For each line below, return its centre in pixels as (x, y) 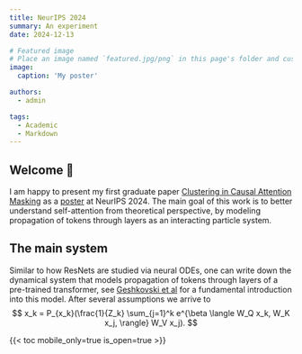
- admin (32, 100)
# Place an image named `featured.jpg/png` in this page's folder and (144, 59)
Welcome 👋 (42, 170)
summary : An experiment (54, 26)
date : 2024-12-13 (42, 34)
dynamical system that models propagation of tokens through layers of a (144, 279)
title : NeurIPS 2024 (48, 18)
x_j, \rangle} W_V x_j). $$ (151, 322)
